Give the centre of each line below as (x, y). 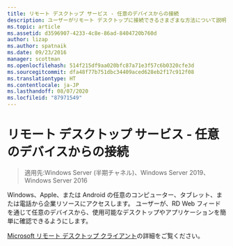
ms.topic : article (34, 26)
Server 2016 (70, 180)
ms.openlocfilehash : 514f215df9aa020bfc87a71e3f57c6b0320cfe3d (101, 66)
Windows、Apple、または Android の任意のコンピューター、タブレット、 (112, 194)
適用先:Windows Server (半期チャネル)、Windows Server (106, 172)
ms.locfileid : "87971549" (45, 98)
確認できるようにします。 (56, 221)
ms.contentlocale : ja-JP (43, 85)
